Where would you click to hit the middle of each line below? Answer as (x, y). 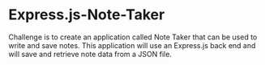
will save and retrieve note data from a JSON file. (90, 54)
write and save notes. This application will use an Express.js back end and (132, 45)
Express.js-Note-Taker (87, 15)
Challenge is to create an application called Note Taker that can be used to (133, 37)
